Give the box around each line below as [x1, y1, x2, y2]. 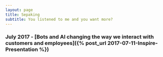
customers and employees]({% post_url [5, 40, 106, 47]
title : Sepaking [5, 12, 40, 17]
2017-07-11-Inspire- [107, 40, 158, 47]
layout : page [5, 7, 33, 13]
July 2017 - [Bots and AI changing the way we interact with [5, 33, 154, 40]
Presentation [5, 46, 38, 53]
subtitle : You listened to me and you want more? [5, 17, 113, 22]
